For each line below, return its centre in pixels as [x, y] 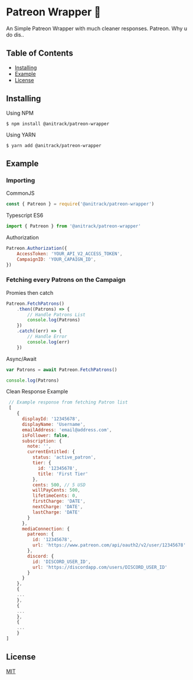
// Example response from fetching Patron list [68, 402]
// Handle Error [47, 337]
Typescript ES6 [25, 216]
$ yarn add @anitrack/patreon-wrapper [54, 145]
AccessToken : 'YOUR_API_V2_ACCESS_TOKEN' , [70, 253]
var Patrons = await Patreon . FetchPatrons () [62, 370]
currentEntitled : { [51, 452]
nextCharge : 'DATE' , [58, 507]
